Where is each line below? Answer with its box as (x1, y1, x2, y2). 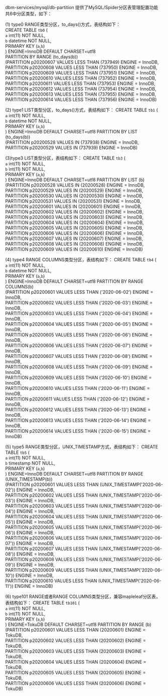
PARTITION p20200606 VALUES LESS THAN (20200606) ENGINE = (5, 680, 146, 686)
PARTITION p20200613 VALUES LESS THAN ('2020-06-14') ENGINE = (5, 417, 151, 423)
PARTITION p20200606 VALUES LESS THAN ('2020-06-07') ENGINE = (5, 343, 152, 348)
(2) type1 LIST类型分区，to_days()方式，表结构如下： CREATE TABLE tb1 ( (5, 107, 158, 113)
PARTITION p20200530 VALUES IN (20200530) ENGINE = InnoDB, (5, 193, 144, 199)
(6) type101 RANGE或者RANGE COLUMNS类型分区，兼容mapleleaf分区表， (5, 593, 160, 599)
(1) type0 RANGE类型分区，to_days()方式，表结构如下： (5, 22, 121, 27)
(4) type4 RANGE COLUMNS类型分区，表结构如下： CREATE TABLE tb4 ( (5, 257, 157, 263)
